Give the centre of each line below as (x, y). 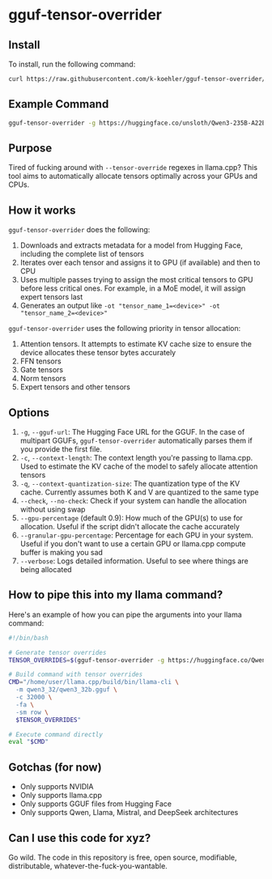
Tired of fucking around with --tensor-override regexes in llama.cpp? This (133, 168)
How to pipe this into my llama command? (116, 595)
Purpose (30, 148)
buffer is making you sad (62, 552)
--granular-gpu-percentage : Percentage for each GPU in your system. (136, 535)
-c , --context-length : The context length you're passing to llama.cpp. (136, 458)
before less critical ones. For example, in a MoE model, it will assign (133, 288)
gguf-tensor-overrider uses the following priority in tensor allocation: (125, 329)
